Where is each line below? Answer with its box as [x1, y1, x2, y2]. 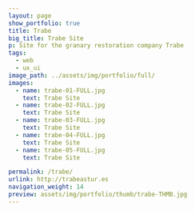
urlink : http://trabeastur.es [8, 176, 109, 184]
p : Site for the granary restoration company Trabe [8, 42, 184, 50]
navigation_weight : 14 [8, 183, 84, 191]
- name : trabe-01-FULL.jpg [15, 86, 105, 95]
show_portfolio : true [8, 19, 81, 27]
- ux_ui [15, 64, 42, 72]
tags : [8, 49, 26, 57]
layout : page [8, 11, 52, 20]
